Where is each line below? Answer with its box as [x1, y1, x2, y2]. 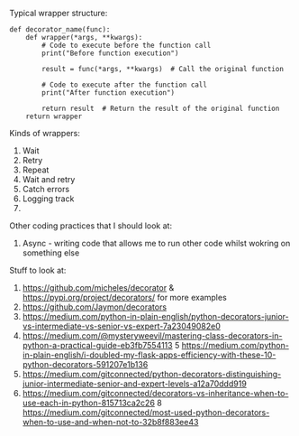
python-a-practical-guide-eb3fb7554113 [22, 340, 173, 350]
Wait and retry [22, 174, 76, 184]
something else [22, 247, 80, 258]
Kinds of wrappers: [9, 128, 81, 138]
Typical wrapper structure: [9, 8, 108, 18]
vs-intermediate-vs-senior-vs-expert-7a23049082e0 [22, 320, 221, 331]
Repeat [22, 164, 50, 175]
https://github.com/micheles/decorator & [22, 283, 175, 292]
